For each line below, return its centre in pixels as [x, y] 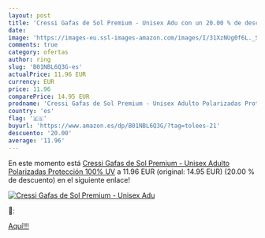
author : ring [30, 60]
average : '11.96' [37, 140]
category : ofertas [38, 52]
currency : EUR [32, 81]
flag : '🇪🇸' [28, 119]
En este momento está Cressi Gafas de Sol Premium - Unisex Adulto [119, 163]
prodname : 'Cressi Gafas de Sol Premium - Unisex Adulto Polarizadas [125, 104]
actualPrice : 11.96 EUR [47, 74]
